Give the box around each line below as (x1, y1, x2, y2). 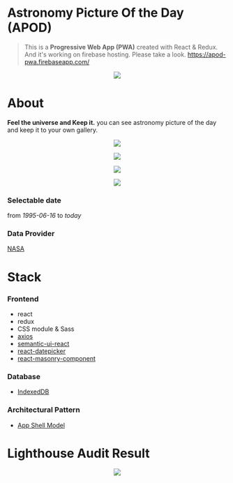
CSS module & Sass (17, 325, 75, 333)
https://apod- (187, 50, 226, 59)
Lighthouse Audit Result (7, 445, 150, 461)
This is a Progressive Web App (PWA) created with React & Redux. (24, 43, 218, 51)
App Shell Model (17, 421, 65, 429)
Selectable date (7, 195, 61, 205)
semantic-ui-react (17, 339, 70, 348)
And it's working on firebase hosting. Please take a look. (24, 50, 186, 59)
